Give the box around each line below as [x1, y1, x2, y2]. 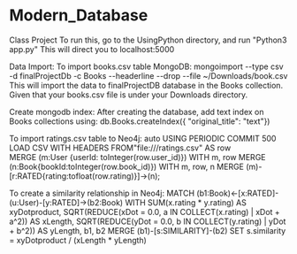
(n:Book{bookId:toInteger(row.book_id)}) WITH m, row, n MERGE [9, 161, 245, 172]
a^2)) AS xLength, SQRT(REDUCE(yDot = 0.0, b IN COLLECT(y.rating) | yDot [9, 216, 286, 227]
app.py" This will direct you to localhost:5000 [9, 43, 175, 54]
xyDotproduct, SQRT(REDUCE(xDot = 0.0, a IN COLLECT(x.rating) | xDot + [9, 206, 280, 217]
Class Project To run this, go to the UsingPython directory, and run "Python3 [9, 35, 287, 45]
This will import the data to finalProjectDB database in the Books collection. [9, 80, 284, 90]
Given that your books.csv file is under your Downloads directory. [9, 89, 248, 100]
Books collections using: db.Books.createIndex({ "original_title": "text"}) [9, 116, 270, 127]
